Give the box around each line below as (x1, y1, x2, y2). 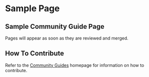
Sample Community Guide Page (5, 22, 105, 31)
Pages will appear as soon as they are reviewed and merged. (5, 35, 129, 41)
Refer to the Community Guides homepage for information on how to (5, 62, 144, 68)
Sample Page (5, 3, 60, 14)
